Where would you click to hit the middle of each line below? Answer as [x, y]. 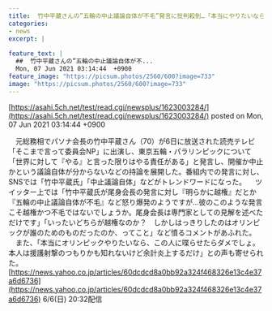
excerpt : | [27, 39]
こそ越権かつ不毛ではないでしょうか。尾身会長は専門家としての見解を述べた [136, 212]
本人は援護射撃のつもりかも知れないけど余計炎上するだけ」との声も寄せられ [136, 253]
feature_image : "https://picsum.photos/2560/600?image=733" [112, 76]
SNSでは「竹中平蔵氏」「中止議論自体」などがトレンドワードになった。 [127, 181]
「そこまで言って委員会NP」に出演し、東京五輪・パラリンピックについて [130, 151]
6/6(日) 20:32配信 [72, 299]
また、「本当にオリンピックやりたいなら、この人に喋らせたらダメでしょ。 [138, 242]
